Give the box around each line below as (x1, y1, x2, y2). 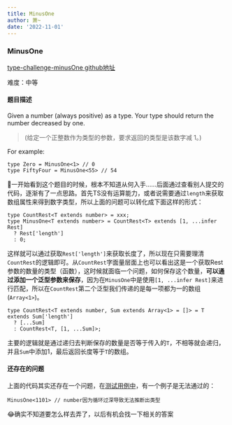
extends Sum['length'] (7, 313, 73, 320)
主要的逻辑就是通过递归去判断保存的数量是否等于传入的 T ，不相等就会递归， (7, 338, 225, 347)
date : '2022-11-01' (7, 23, 64, 30)
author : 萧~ (7, 17, 41, 24)
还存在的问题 (7, 365, 44, 373)
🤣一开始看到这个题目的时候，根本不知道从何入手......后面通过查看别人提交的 (7, 180, 224, 188)
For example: (7, 147, 45, 155)
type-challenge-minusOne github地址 (7, 63, 115, 71)
